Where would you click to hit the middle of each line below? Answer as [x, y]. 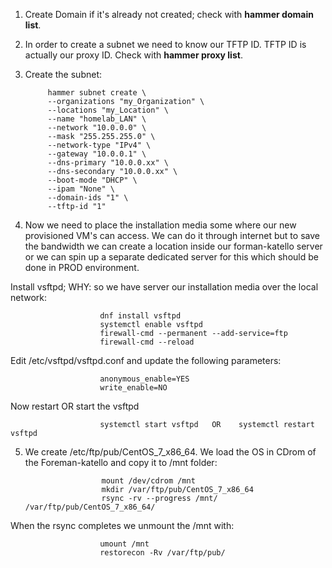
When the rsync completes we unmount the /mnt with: [122, 525]
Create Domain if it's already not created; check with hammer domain [169, 14]
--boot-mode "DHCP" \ [92, 180]
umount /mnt [124, 544]
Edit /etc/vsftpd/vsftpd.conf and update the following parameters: [146, 360]
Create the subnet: [63, 74]
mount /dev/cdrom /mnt [148, 481]
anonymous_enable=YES [144, 379]
